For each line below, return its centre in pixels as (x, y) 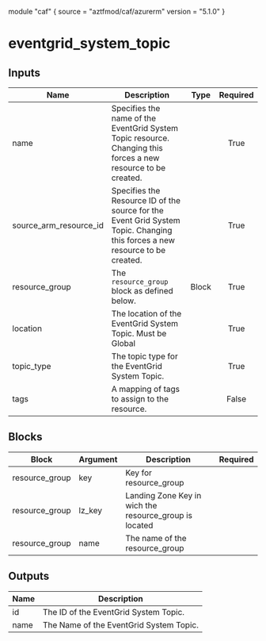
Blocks (25, 437)
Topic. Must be (139, 334)
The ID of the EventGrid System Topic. (113, 612)
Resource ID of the (146, 200)
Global (123, 343)
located (139, 525)
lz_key (91, 510)
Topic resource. (141, 138)
